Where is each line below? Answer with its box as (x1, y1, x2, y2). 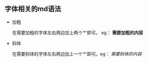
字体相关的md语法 (5, 4, 61, 13)
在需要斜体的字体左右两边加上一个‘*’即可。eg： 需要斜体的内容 (12, 50, 142, 56)
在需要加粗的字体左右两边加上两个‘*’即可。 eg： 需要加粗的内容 (12, 29, 143, 35)
